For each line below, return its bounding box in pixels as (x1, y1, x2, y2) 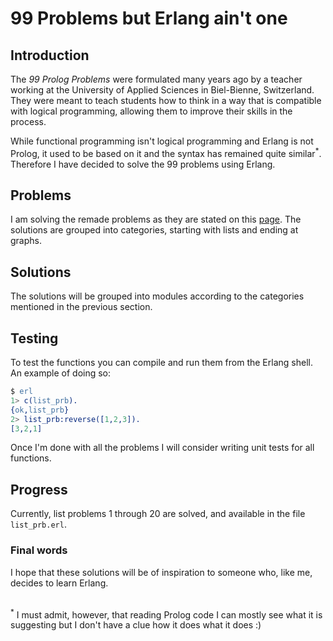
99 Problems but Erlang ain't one (10, 7, 288, 30)
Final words (10, 543, 68, 557)
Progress (10, 481, 68, 498)
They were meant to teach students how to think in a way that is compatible (10, 95, 322, 106)
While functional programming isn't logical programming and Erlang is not (10, 135, 314, 147)
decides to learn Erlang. (10, 577, 109, 589)
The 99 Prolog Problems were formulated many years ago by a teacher (10, 73, 303, 85)
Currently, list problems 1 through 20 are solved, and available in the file (10, 508, 306, 520)
